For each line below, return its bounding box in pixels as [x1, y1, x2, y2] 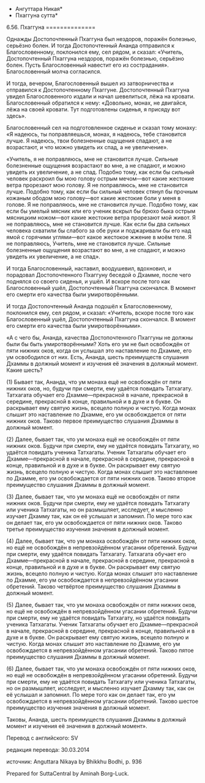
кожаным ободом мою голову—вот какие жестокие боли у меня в [6, 195, 181, 201]
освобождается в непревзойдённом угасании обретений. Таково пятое [6, 647, 194, 654]
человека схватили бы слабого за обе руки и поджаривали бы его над [6, 227, 192, 234]
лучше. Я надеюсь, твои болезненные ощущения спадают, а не [6, 137, 173, 144]
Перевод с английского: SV [6, 734, 78, 741]
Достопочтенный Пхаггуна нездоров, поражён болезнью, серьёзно [6, 55, 185, 62]
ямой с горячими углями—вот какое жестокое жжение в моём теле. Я [6, 234, 192, 240]
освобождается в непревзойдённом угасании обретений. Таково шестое [6, 697, 199, 705]
